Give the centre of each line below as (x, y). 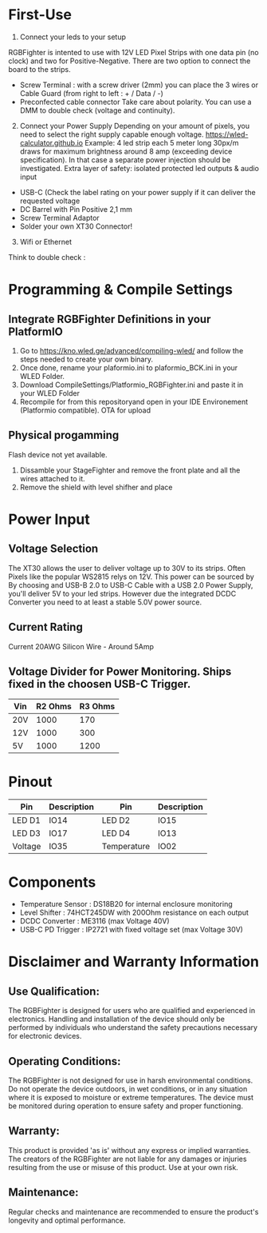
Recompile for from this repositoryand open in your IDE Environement (134, 401)
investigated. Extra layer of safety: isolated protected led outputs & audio (139, 168)
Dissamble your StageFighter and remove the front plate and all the (130, 470)
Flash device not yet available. (58, 454)
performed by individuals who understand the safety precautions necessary (133, 1027)
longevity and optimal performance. (67, 1220)
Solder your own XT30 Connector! (76, 226)
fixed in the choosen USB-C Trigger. (100, 684)
